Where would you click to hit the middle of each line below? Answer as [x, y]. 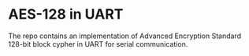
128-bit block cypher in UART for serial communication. [98, 44]
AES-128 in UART [66, 14]
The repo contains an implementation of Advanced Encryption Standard [125, 36]
